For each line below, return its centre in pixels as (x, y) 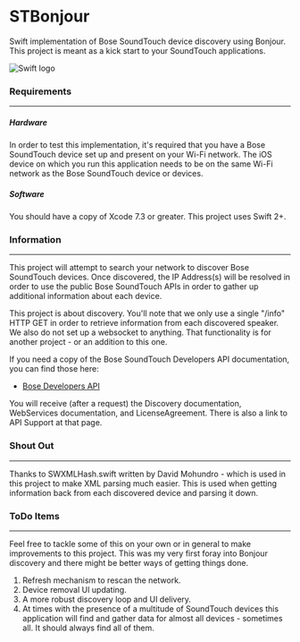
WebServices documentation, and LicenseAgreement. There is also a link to (149, 413)
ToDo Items (34, 516)
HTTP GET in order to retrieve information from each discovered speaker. (144, 323)
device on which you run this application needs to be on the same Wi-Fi (142, 164)
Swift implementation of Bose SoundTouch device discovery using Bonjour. (148, 41)
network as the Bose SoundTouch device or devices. (106, 174)
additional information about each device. (86, 296)
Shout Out (32, 446)
